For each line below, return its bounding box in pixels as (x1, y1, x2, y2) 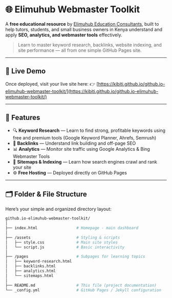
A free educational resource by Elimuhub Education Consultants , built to (5, 21, 159, 27)
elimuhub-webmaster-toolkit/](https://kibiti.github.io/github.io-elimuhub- (5, 88, 159, 94)
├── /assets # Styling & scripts (5, 235, 120, 240)
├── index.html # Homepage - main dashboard (5, 226, 139, 231)
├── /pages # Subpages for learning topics (5, 254, 145, 260)
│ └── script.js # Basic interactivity (5, 245, 125, 250)
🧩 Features (5, 113, 40, 122)
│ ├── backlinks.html (5, 264, 56, 269)
